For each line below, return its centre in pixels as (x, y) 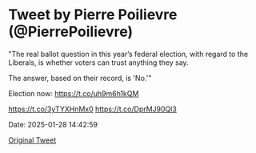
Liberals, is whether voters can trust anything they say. (99, 62)
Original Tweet (32, 140)
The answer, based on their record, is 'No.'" (80, 78)
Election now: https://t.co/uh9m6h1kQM (74, 93)
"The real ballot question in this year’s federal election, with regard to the (128, 54)
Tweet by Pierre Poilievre (93, 15)
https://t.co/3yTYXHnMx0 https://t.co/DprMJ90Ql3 (93, 109)
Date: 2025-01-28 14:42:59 (53, 124)
